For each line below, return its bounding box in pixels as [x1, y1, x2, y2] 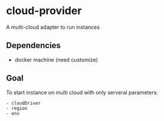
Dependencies [6, 41, 61, 51]
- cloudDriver [6, 100, 41, 106]
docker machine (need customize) [14, 56, 99, 63]
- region [6, 105, 28, 111]
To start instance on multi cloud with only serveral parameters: [6, 89, 158, 96]
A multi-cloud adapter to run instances [6, 23, 100, 31]
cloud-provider [6, 4, 82, 18]
